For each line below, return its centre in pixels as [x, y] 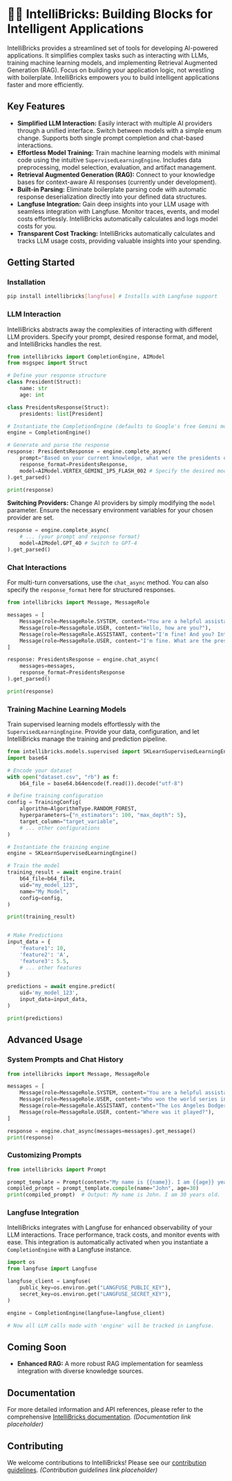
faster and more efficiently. [46, 84]
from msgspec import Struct [48, 363]
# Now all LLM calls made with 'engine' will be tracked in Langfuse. [111, 1325]
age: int [32, 395]
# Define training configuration [55, 796]
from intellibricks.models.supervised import [74, 752]
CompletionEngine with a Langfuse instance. [69, 1250]
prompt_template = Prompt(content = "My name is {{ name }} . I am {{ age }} [111, 1182]
